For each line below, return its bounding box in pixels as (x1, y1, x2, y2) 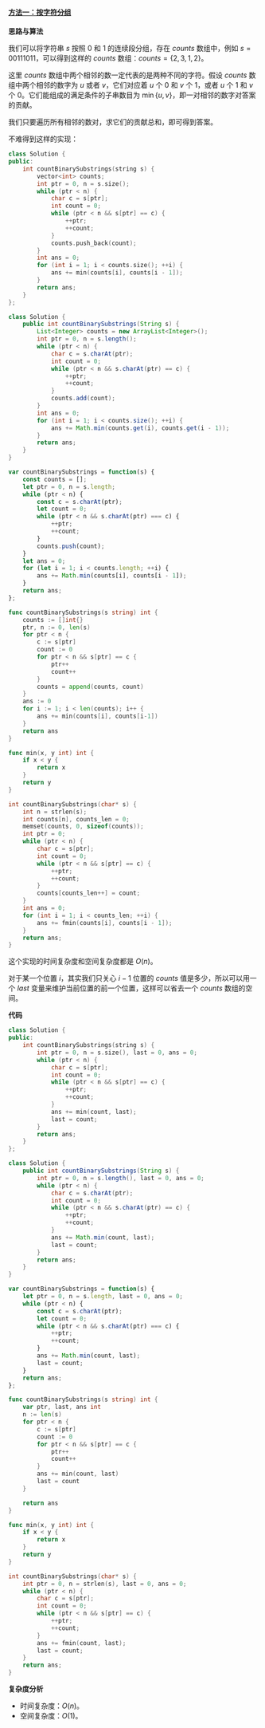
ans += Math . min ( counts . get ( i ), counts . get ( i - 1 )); (50, 423, 230, 432)
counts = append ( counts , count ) (37, 683, 145, 691)
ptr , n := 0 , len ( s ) (22, 623, 91, 632)
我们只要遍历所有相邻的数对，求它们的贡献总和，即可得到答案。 (8, 117, 217, 127)
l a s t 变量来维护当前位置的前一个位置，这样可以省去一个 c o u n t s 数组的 (17, 983, 246, 993)
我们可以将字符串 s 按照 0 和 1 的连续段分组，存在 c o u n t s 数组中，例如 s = (8, 44, 251, 53)
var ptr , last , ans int (22, 1403, 102, 1411)
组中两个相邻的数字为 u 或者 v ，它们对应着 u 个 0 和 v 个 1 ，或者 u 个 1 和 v (8, 81, 253, 90)
